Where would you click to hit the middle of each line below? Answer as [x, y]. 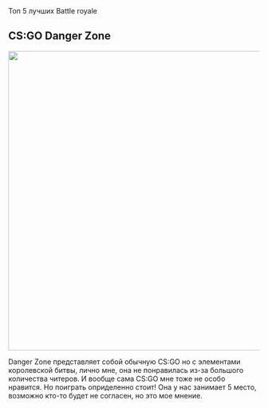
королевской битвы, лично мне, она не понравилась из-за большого [126, 370]
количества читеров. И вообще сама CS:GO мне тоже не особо [117, 378]
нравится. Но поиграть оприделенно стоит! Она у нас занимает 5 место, [132, 387]
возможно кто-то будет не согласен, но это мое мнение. [106, 395]
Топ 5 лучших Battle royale [53, 11]
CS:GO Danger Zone [60, 36]
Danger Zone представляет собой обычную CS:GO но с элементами [124, 362]
